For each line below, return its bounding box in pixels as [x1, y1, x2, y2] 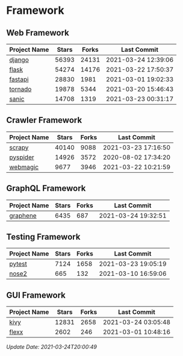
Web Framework [6, 28, 69, 38]
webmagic [9, 163, 39, 171]
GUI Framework [6, 290, 66, 300]
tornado [9, 85, 32, 93]
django [9, 55, 29, 64]
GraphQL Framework [6, 183, 86, 193]
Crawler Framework [6, 115, 82, 125]
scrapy [9, 143, 29, 151]
